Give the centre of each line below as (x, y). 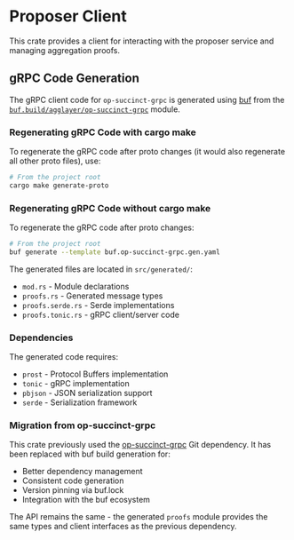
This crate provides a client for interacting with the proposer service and (142, 41)
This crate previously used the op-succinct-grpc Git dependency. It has (140, 445)
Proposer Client (68, 16)
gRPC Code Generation (74, 79)
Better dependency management (83, 472)
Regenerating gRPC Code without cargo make (110, 208)
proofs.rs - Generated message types (92, 296)
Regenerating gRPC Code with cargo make (103, 132)
